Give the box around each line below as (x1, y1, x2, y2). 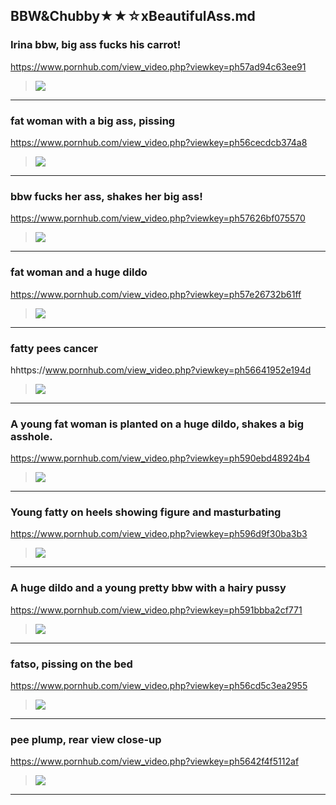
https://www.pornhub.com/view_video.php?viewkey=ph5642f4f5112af (10, 755, 300, 768)
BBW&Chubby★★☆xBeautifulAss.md (10, 8, 256, 25)
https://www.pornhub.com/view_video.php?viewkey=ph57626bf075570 (10, 212, 306, 224)
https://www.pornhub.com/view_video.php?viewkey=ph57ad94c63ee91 (10, 60, 307, 73)
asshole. (10, 429, 53, 443)
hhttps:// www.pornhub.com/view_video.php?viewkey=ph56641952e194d (10, 364, 312, 376)
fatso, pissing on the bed (10, 657, 133, 671)
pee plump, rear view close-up (10, 732, 162, 746)
